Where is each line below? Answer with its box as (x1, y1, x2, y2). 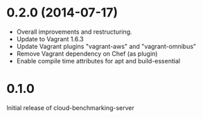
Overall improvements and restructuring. (16, 28, 132, 36)
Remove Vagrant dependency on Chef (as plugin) (16, 50, 158, 58)
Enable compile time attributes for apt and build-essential (16, 56, 181, 65)
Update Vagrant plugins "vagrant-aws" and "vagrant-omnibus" (16, 42, 197, 50)
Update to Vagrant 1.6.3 (16, 34, 84, 43)
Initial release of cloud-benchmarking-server (6, 103, 134, 111)
